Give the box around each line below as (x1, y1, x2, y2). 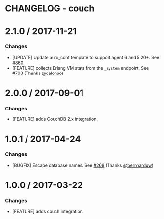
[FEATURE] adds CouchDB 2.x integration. (12, 116, 98, 122)
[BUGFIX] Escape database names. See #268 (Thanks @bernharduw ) (12, 162, 154, 168)
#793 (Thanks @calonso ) (12, 70, 64, 76)
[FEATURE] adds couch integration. (12, 208, 84, 215)
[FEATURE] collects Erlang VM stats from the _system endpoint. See (12, 65, 149, 71)
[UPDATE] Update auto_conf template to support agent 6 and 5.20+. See (12, 54, 160, 60)
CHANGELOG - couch (5, 3, 95, 14)
